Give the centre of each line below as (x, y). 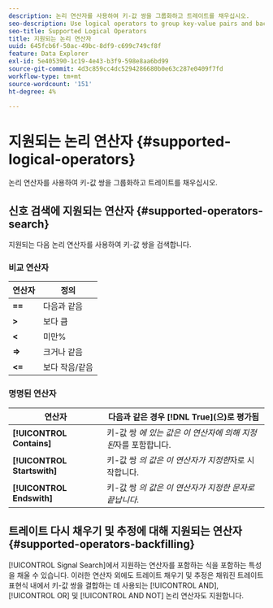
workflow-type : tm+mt (45, 76)
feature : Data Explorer (49, 54)
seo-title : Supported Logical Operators (78, 31)
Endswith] (32, 498)
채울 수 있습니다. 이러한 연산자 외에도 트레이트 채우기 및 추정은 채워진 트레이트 (140, 575)
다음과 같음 (63, 306)
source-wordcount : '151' (50, 84)
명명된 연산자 (32, 393)
